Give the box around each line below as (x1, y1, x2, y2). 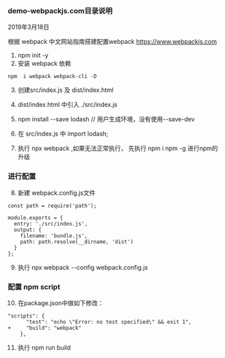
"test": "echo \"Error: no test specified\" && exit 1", (25, 318, 192, 325)
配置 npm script (8, 282, 61, 291)
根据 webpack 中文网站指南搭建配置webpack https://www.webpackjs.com (8, 38, 217, 46)
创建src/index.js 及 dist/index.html (17, 86, 114, 94)
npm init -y (17, 51, 49, 60)
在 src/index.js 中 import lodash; (17, 130, 109, 138)
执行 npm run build (17, 343, 71, 351)
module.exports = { (8, 214, 64, 221)
